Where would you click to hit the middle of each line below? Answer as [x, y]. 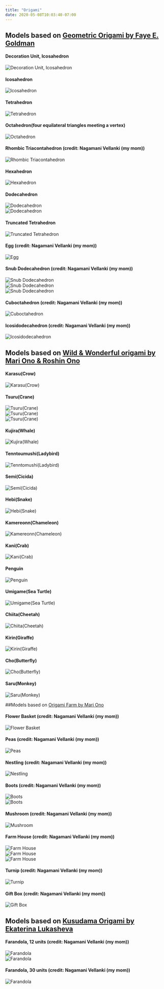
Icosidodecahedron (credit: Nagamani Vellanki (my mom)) [68, 325]
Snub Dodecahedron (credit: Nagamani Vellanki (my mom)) [69, 269]
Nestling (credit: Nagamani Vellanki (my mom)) [56, 762]
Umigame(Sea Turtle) [29, 592]
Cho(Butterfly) [21, 660]
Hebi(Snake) [19, 499]
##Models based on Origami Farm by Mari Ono [55, 705]
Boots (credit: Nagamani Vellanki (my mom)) [53, 785]
